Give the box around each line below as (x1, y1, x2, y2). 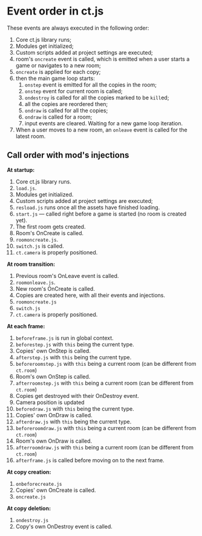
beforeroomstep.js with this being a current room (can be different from (15, 360, 197, 367)
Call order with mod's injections (7, 150, 129, 160)
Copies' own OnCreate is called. (15, 486, 96, 494)
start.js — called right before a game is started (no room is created (15, 210, 187, 217)
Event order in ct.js (7, 4, 104, 18)
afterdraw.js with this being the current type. (15, 418, 132, 425)
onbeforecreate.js (15, 481, 62, 487)
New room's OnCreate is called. (15, 285, 96, 292)
